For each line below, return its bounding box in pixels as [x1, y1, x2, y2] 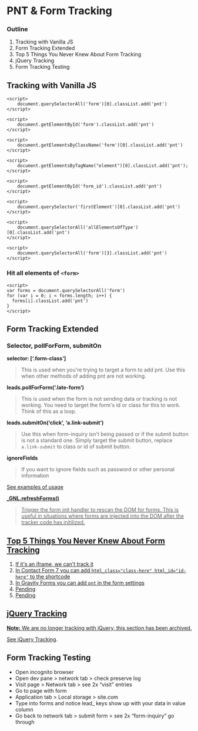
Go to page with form [15, 687, 67, 694]
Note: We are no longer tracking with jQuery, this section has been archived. [6, 624, 192, 631]
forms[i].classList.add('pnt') [12, 298, 89, 304]
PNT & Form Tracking [6, 4, 112, 18]
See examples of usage [6, 484, 64, 491]
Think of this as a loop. [21, 408, 77, 415]
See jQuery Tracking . [6, 636, 58, 643]
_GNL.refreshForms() [6, 495, 59, 502]
